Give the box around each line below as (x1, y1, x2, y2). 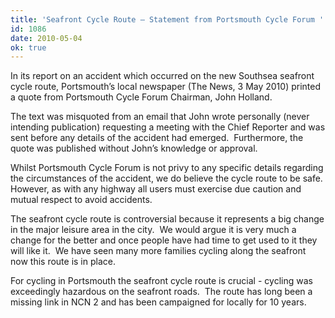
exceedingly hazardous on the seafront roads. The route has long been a (10, 286, 313, 298)
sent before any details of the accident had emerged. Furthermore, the (10, 132, 304, 144)
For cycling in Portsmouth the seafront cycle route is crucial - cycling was (10, 275, 313, 287)
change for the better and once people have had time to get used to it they (10, 234, 318, 246)
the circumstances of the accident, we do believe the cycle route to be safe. (10, 172, 323, 185)
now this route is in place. (10, 256, 116, 268)
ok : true (10, 42, 47, 53)
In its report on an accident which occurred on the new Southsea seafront (10, 70, 315, 82)
